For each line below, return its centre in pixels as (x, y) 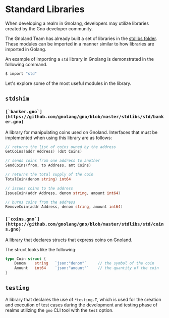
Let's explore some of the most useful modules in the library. (68, 83)
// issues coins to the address (39, 188)
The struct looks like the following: (41, 249)
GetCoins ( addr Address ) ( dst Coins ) (44, 152)
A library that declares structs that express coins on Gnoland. (69, 240)
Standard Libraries (45, 9)
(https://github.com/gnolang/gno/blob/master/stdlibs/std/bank (84, 117)
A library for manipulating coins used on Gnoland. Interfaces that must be (81, 132)
